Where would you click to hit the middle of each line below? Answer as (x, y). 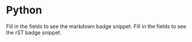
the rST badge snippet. (34, 32)
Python (24, 10)
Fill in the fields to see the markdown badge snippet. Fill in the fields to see (96, 26)
